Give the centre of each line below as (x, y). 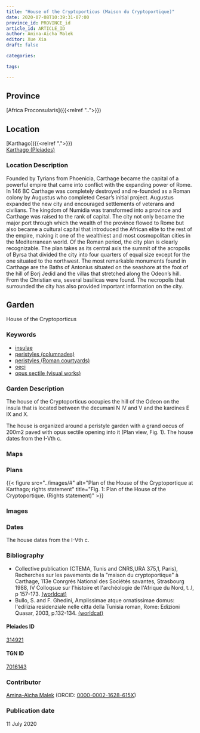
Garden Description (35, 389)
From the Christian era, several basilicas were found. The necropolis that (96, 280)
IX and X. (17, 414)
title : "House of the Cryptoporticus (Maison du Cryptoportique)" (90, 12)
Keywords (21, 335)
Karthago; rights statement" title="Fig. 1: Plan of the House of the (86, 489)
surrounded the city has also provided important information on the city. (95, 286)
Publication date (30, 711)
